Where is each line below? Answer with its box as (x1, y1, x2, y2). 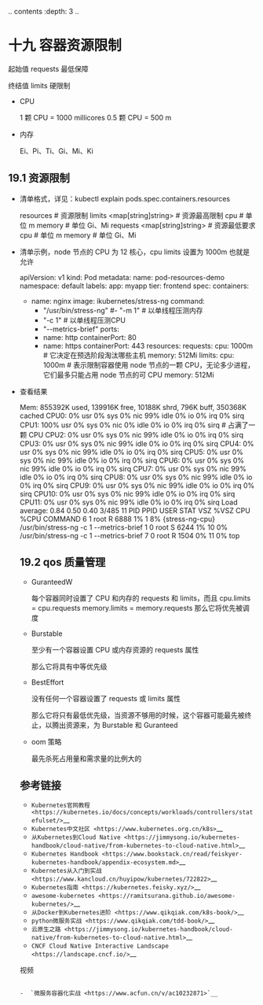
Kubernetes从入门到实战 (31, 867, 102, 875)
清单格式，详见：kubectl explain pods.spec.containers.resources (19, 194, 230, 203)
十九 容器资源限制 (8, 37, 122, 54)
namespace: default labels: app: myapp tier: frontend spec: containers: (19, 281, 250, 290)
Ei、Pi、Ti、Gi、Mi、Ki (19, 146, 94, 156)
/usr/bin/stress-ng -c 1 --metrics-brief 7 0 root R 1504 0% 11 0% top (19, 530, 240, 540)
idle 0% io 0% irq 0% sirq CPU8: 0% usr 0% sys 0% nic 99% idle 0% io (19, 472, 253, 482)
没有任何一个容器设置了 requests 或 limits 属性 (31, 693, 181, 703)
